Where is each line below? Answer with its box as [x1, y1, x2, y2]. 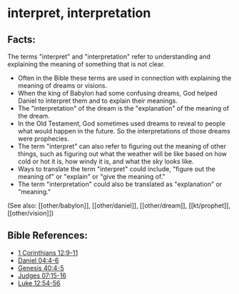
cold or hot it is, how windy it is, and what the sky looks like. [17, 157, 194, 166]
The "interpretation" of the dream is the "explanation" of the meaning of [17, 104, 230, 112]
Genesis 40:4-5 [17, 263, 64, 272]
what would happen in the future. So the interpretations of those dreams [17, 127, 230, 135]
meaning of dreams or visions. [17, 81, 108, 90]
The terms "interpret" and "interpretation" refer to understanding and [7, 52, 210, 61]
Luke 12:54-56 [17, 278, 61, 287]
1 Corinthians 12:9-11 [17, 248, 78, 257]
